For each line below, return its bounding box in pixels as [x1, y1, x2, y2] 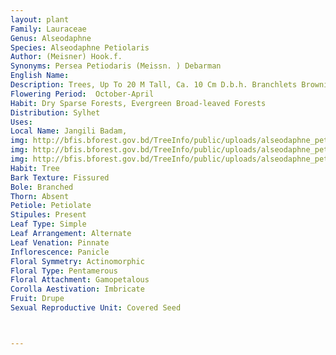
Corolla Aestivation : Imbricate [10, 284, 145, 295]
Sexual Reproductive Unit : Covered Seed [10, 303, 182, 313]
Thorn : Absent [10, 191, 70, 201]
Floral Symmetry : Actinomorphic [10, 256, 145, 266]
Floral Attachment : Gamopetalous [10, 275, 150, 285]
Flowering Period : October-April [10, 89, 155, 99]
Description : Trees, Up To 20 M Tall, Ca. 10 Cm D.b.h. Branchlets [10, 80, 298, 90]
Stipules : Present [10, 210, 87, 220]
